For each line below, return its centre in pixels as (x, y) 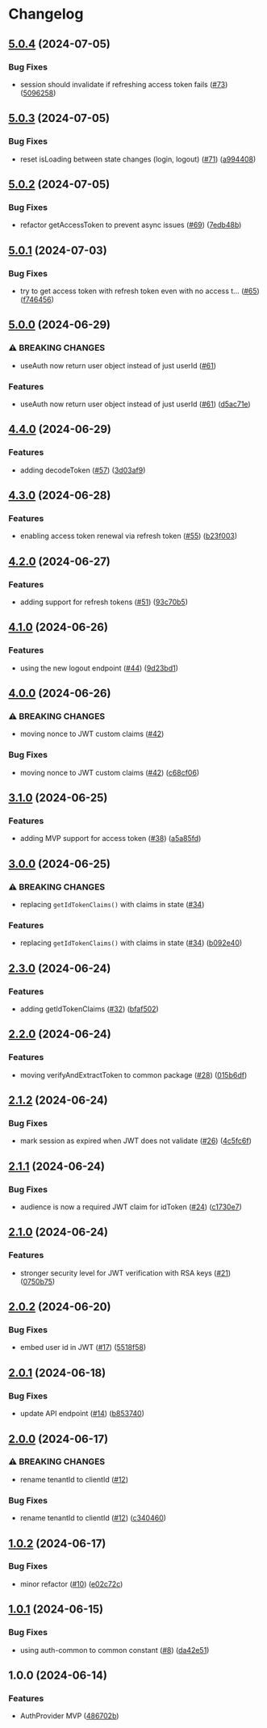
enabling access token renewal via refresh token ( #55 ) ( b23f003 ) (129, 536)
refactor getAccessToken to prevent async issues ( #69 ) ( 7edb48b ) (131, 225)
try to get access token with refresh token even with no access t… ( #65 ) (140, 291)
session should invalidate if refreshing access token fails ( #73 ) (124, 84)
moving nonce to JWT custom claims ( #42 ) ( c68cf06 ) (110, 772)
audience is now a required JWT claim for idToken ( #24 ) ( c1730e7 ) (131, 1207)
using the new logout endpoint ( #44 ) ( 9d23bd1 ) (99, 668)
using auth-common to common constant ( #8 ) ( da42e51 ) (115, 1650)
